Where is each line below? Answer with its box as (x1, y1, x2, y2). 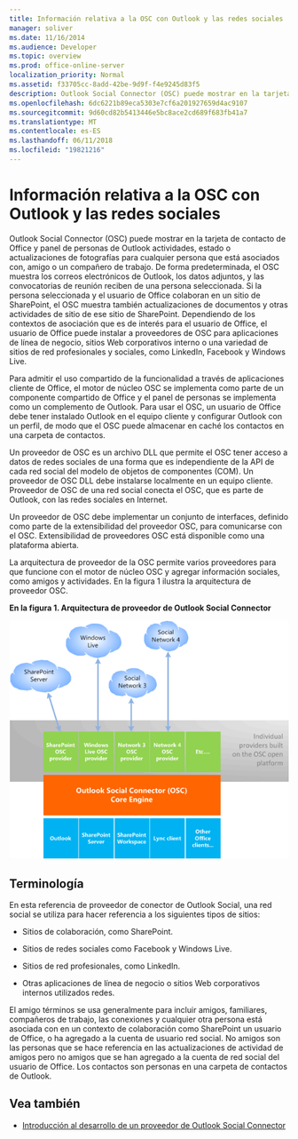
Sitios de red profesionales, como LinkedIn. (21, 960, 181, 971)
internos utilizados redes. (21, 987, 115, 998)
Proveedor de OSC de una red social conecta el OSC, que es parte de (9, 484, 264, 495)
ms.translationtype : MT (9, 117, 98, 126)
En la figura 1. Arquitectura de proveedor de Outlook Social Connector (9, 602, 271, 613)
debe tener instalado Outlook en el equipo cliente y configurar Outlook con (9, 410, 282, 421)
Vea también (9, 1096, 81, 1111)
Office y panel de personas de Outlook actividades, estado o (9, 243, 231, 253)
